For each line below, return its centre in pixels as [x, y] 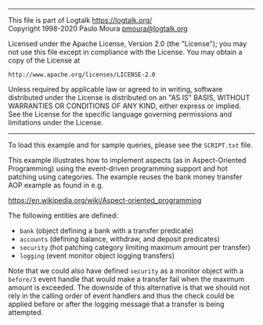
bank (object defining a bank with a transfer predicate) [106, 231]
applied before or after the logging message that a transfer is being [116, 304]
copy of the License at [44, 60]
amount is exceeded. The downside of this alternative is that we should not [129, 287]
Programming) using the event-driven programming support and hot [118, 168]
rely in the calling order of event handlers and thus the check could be [121, 296]
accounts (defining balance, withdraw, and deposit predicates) [120, 239]
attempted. [26, 312]
